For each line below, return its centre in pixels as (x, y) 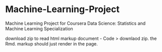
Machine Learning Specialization (39, 28)
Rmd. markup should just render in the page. (52, 43)
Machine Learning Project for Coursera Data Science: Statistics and (75, 23)
